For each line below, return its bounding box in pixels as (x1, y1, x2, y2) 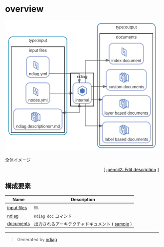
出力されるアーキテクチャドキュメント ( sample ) (34, 221, 132, 226)
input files (7, 205, 27, 210)
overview (5, 3, 44, 15)
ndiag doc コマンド (34, 213, 72, 219)
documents (7, 221, 30, 226)
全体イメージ (5, 157, 31, 163)
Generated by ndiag (17, 237, 57, 243)
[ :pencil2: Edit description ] (103, 166, 159, 172)
